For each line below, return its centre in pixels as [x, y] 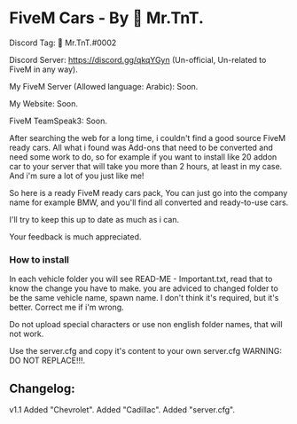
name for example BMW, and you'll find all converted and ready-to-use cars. [149, 202]
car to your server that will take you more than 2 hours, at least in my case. [146, 166]
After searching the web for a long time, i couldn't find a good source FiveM [148, 137]
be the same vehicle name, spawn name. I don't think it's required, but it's [144, 298]
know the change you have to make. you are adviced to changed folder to [144, 288]
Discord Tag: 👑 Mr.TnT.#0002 [63, 43]
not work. [27, 334]
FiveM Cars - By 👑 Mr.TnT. [106, 18]
